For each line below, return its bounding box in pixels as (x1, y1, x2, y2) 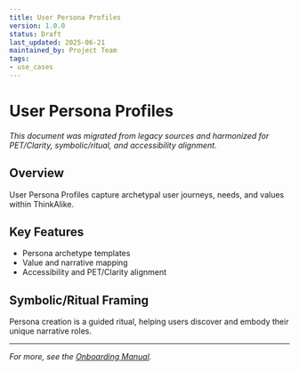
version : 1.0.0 (9, 21, 66, 30)
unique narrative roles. (9, 326, 92, 336)
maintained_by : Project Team (9, 46, 117, 55)
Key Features (9, 224, 85, 240)
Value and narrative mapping (21, 257, 128, 268)
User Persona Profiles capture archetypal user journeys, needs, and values (9, 189, 285, 200)
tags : (9, 54, 29, 63)
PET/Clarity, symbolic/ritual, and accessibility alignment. (9, 140, 217, 150)
